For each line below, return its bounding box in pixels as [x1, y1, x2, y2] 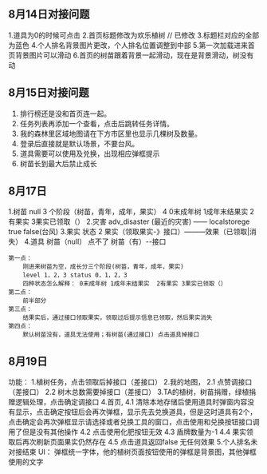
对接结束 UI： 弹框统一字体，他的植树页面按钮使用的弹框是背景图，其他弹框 [8, 447, 257, 457]
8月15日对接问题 [8, 86, 89, 100]
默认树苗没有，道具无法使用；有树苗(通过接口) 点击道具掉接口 [22, 331, 200, 339]
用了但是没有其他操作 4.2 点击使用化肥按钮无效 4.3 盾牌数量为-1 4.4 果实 [8, 427, 247, 437]
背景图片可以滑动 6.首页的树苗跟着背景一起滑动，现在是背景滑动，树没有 [14, 50, 254, 60]
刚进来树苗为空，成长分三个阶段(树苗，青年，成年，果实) [22, 263, 185, 271]
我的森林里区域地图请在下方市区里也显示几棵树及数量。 [19, 129, 202, 138]
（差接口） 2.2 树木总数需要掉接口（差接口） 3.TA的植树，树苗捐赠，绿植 [8, 387, 249, 397]
